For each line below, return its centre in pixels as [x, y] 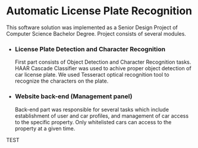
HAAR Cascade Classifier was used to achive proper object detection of [103, 68]
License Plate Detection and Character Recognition [90, 49]
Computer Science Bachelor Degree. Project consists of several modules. [96, 33]
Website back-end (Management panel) [73, 96]
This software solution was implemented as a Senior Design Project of [92, 27]
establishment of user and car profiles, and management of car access [102, 116]
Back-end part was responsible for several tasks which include [92, 109]
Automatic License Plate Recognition [99, 11]
